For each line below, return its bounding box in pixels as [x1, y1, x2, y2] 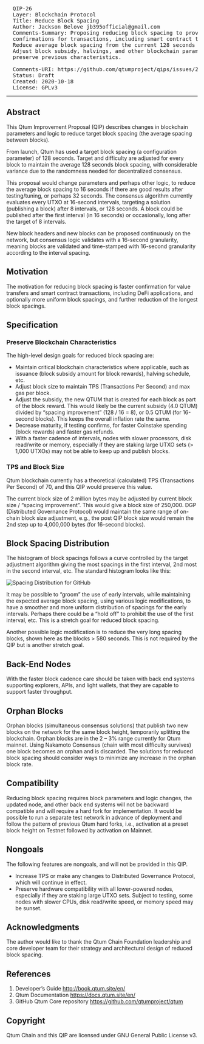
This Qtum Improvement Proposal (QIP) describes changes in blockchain [6, 123, 188, 130]
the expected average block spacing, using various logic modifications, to [6, 597, 191, 604]
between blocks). [6, 136, 50, 143]
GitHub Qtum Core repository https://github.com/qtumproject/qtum [15, 998, 183, 1005]
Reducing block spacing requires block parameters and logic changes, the [6, 794, 192, 801]
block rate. [6, 761, 33, 768]
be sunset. [15, 904, 42, 911]
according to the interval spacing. [6, 249, 90, 256]
